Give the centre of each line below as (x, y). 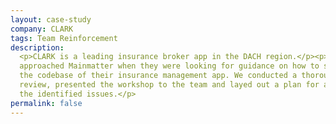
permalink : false (46, 103)
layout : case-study (51, 19)
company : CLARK (42, 29)
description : (37, 47)
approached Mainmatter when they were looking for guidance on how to (169, 66)
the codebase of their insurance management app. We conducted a (158, 76)
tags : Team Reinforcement (64, 38)
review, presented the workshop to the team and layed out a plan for (169, 85)
